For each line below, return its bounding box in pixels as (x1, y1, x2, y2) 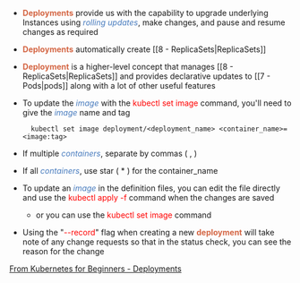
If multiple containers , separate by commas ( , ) (21, 148, 198, 159)
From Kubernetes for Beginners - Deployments (9, 263, 182, 274)
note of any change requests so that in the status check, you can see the (21, 236, 292, 247)
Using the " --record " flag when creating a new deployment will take (21, 227, 275, 237)
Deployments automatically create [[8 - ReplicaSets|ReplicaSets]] (21, 44, 267, 55)
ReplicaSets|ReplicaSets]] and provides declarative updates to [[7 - (21, 71, 271, 81)
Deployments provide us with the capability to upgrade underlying (21, 8, 269, 18)
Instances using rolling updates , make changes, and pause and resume (21, 17, 286, 28)
